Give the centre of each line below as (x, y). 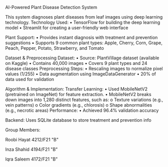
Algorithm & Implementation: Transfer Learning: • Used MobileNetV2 (76, 89)
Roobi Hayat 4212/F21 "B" (32, 140)
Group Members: (23, 130)
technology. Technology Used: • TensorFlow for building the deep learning (83, 22)
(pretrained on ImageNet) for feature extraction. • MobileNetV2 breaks (78, 94)
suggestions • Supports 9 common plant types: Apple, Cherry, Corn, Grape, (84, 43)
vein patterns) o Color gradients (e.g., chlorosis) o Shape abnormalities (79, 105)
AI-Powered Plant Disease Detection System (51, 7)
